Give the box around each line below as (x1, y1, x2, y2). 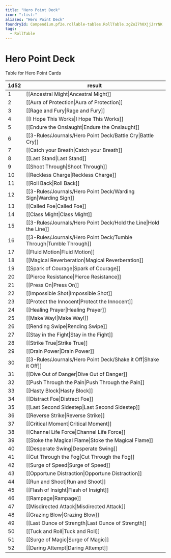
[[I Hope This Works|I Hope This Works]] (26, 115, 124, 122)
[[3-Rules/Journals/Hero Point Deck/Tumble (26, 234, 133, 241)
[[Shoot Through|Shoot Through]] (26, 163, 108, 170)
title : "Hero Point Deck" (5, 7, 60, 13)
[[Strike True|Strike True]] (26, 339, 88, 346)
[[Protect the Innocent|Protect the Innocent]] (26, 298, 133, 305)
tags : (5, 26, 17, 32)
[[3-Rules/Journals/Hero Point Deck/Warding (26, 188, 135, 195)
